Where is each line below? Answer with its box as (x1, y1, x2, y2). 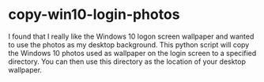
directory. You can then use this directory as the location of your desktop (8, 57, 247, 66)
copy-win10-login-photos (8, 6, 180, 24)
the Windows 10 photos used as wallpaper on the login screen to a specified (8, 48, 257, 58)
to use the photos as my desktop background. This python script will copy (8, 39, 250, 49)
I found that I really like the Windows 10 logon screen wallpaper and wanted (8, 32, 255, 41)
